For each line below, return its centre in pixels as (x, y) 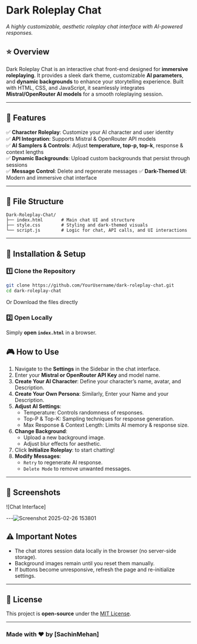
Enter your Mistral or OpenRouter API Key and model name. (87, 375)
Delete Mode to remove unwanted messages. (77, 468)
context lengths (25, 152)
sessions (17, 164)
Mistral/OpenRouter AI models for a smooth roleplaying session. (85, 94)
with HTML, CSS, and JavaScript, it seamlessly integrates (75, 87)
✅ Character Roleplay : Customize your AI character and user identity (90, 132)
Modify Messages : (38, 456)
